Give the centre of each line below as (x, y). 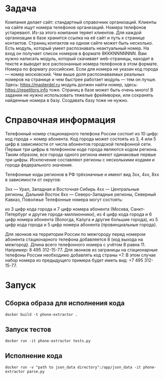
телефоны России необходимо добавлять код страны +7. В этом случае (81, 255)
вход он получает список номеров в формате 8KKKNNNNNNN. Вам (76, 53)
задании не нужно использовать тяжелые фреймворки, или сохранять (79, 95)
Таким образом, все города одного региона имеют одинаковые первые (81, 154)
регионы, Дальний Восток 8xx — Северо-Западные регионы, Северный (81, 194)
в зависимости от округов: (33, 179)
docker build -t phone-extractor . (41, 314)
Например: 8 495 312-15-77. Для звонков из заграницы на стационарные (82, 250)
